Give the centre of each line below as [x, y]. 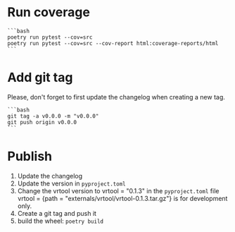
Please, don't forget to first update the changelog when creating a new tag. [116, 97]
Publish [30, 157]
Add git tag [40, 78]
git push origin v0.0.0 [42, 122]
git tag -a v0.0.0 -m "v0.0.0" [53, 116]
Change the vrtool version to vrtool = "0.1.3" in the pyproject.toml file [118, 190]
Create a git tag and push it [57, 213]
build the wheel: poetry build [61, 221]
